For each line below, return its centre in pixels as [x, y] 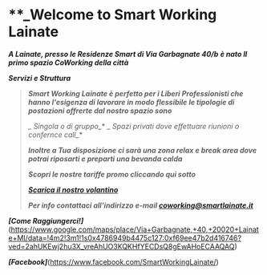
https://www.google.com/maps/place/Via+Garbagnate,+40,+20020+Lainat [135, 229]
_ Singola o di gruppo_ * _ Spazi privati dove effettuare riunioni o [133, 126]
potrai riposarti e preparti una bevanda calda [105, 159]
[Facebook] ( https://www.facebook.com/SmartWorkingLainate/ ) [113, 261]
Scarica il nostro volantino [73, 189]
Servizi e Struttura [40, 78]
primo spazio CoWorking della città [69, 63]
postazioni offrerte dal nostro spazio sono [100, 111]
